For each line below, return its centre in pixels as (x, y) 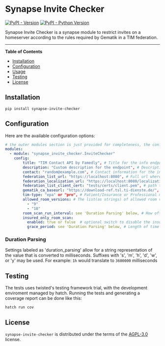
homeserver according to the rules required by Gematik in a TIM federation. (82, 37)
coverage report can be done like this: (44, 298)
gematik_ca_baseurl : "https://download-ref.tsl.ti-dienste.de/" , (91, 190)
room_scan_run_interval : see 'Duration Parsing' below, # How (88, 213)
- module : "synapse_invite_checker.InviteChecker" (62, 154)
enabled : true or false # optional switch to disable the (89, 222)
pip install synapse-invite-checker (42, 109)
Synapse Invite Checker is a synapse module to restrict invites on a (73, 32)
